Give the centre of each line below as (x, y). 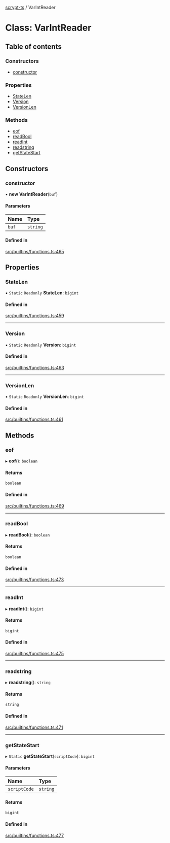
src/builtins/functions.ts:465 (35, 251)
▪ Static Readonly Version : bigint (41, 345)
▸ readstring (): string (28, 683)
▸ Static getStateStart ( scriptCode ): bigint (50, 756)
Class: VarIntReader (48, 28)
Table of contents (33, 46)
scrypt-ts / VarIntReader (30, 7)
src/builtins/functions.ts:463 (35, 367)
